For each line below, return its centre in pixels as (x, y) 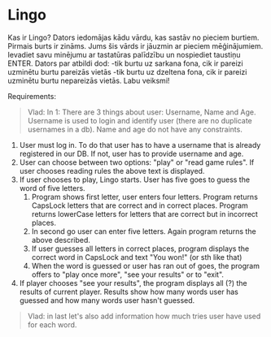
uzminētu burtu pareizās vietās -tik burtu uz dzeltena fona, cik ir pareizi (127, 71)
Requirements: (32, 96)
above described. (61, 240)
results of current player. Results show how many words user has (129, 292)
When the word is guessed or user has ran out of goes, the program (145, 266)
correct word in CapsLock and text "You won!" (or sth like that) (137, 257)
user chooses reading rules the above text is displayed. (112, 171)
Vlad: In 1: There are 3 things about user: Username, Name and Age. (142, 112)
